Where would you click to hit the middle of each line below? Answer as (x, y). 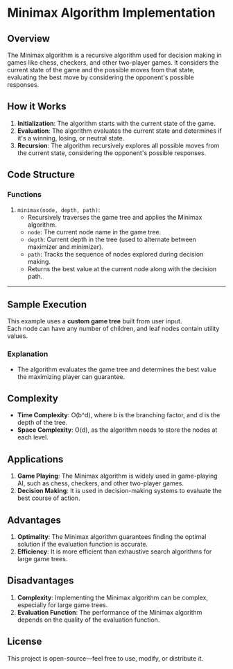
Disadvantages (41, 581)
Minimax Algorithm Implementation (111, 13)
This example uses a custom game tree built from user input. (95, 321)
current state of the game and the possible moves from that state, (101, 70)
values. (17, 336)
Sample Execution (47, 304)
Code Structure (41, 175)
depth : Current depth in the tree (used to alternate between (112, 239)
